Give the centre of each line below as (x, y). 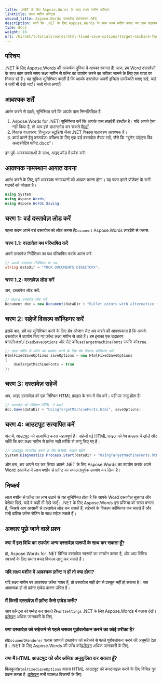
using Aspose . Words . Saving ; (33, 204)
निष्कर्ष (12, 485)
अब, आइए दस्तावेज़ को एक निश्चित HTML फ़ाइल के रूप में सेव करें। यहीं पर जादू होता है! (73, 396)
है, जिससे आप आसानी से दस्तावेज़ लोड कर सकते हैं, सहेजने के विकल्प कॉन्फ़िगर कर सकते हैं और (78, 508)
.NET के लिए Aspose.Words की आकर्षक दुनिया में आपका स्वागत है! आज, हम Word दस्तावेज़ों (80, 68)
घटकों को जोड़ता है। (21, 185)
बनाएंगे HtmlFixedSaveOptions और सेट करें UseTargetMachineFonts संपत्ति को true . (76, 342)
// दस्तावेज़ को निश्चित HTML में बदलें (34, 405)
